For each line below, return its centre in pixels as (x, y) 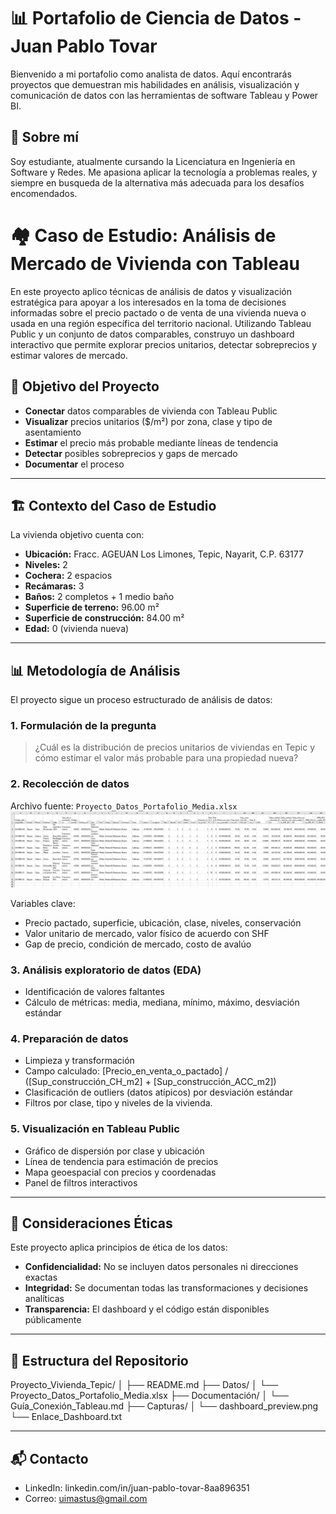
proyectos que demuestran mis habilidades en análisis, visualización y (155, 84)
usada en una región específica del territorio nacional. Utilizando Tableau (161, 323)
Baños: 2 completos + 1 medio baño (99, 597)
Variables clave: (43, 903)
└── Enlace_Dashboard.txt (66, 1417)
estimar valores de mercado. (69, 355)
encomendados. (44, 193)
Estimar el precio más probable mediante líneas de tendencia (151, 442)
